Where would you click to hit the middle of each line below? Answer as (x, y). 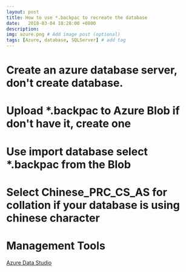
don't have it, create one (69, 124)
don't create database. (65, 83)
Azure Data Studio (29, 262)
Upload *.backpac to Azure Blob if (93, 111)
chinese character (53, 218)
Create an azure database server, (92, 70)
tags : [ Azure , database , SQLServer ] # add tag (66, 40)
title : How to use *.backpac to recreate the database (77, 18)
